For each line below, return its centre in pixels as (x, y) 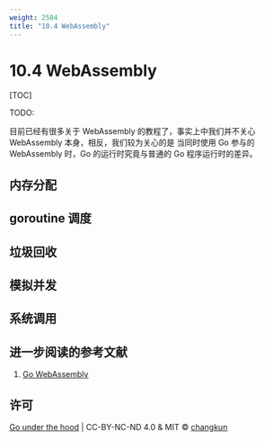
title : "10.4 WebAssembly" (60, 26)
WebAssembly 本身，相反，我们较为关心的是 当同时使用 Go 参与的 (132, 143)
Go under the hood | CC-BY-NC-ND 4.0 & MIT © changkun (119, 427)
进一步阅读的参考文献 (68, 352)
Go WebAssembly (55, 374)
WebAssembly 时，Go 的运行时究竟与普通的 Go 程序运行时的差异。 (133, 154)
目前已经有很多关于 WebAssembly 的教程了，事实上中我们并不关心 (132, 131)
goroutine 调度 (51, 218)
